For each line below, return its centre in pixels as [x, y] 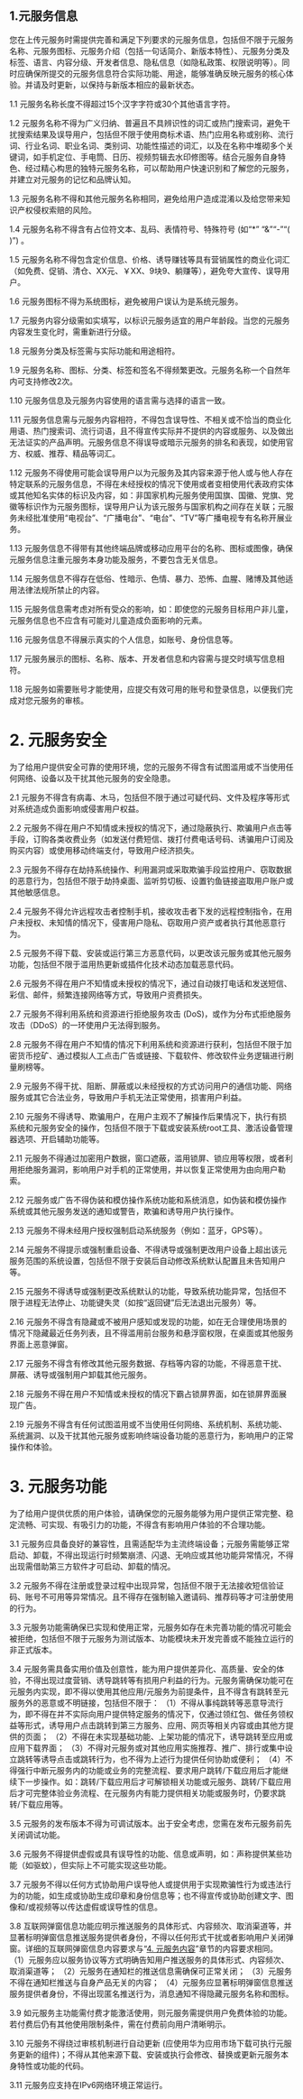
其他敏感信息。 [37, 892]
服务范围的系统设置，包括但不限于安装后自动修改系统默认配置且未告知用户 [147, 1260]
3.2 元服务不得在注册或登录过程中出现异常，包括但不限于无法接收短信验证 [147, 1585]
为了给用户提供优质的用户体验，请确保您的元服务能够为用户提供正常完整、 [147, 1513]
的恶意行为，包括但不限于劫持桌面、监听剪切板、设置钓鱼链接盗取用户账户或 [151, 880]
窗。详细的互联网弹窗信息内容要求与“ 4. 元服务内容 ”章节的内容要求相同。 [144, 1948]
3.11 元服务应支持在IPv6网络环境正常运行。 [88, 2085]
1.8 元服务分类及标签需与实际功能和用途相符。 [95, 351]
